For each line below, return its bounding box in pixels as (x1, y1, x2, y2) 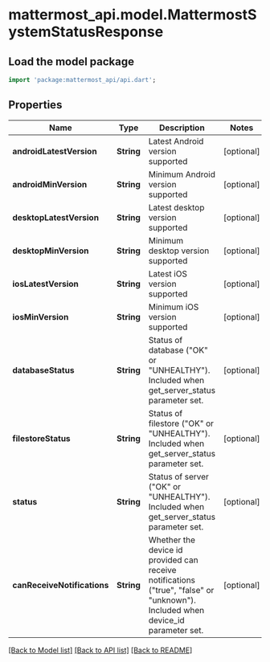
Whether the (148, 534, 195, 546)
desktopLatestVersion (12, 211, 99, 223)
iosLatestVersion (12, 278, 79, 289)
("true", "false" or (148, 584, 215, 595)
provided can (148, 554, 198, 566)
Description (159, 122, 205, 133)
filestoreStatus (12, 432, 71, 443)
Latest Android (148, 135, 204, 146)
